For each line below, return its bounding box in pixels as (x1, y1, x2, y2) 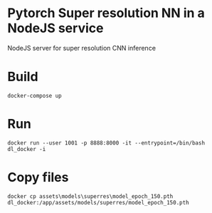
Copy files (7, 170, 69, 185)
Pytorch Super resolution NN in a (7, 5, 205, 21)
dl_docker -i (7, 145, 46, 152)
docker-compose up (7, 92, 62, 99)
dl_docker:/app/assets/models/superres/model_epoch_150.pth (7, 199, 190, 206)
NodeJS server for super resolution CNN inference (7, 43, 157, 52)
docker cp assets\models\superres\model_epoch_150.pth (7, 192, 174, 200)
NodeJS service (7, 20, 104, 36)
